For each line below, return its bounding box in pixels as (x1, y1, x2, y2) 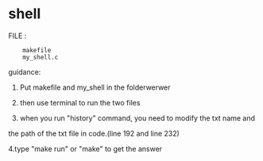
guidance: (8, 67, 41, 76)
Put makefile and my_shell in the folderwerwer (19, 82, 171, 92)
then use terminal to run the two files (19, 98, 141, 107)
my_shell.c (22, 53, 59, 61)
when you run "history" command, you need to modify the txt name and (19, 113, 256, 123)
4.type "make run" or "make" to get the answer (8, 144, 163, 153)
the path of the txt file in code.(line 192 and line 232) (8, 128, 180, 138)
